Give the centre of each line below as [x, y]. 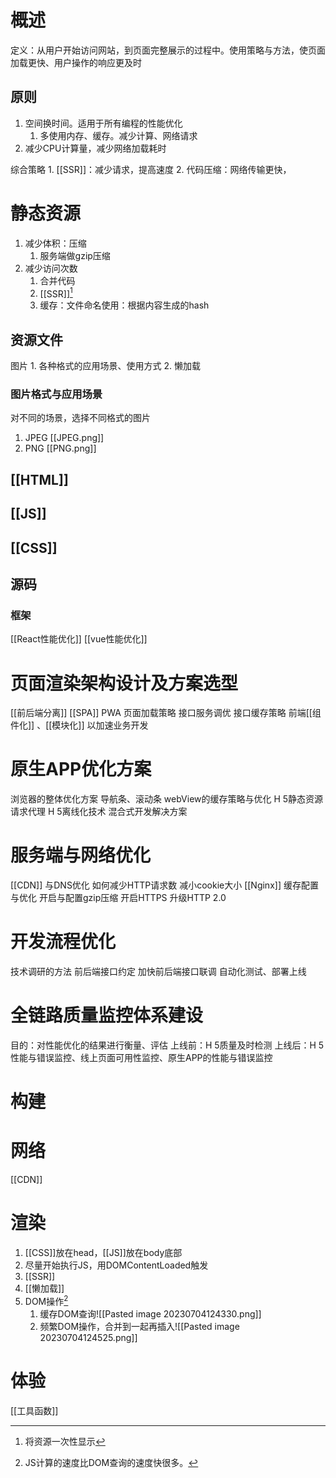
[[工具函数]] [34, 1410]
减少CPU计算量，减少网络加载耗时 [95, 148]
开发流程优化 [63, 942]
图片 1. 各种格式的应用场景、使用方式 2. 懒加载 [106, 366]
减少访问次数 [51, 268]
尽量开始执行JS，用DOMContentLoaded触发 [116, 1265]
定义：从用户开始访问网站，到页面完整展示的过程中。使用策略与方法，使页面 [168, 50]
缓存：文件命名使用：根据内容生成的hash [124, 305]
